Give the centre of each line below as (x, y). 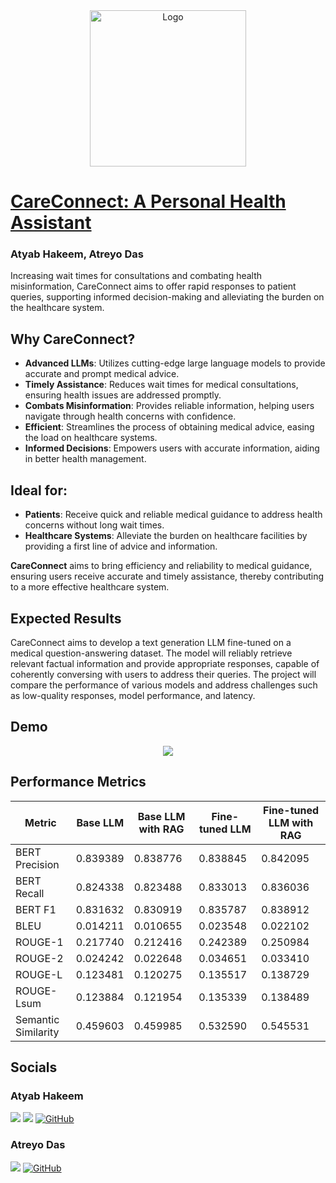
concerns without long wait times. (94, 525)
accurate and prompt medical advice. (102, 374)
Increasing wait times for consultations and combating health (136, 276)
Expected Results (66, 618)
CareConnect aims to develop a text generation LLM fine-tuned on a (151, 642)
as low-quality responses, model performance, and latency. (133, 695)
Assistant (51, 223)
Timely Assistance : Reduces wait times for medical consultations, (161, 385)
